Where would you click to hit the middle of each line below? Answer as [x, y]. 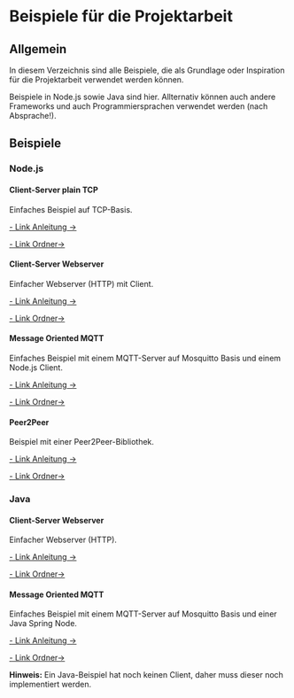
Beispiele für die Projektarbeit [121, 16]
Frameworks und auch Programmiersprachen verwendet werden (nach [139, 106]
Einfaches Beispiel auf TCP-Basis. [71, 209]
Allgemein [38, 49]
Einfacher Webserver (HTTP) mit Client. [81, 283]
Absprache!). [33, 116]
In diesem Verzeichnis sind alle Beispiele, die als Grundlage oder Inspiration [147, 70]
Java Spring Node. [43, 624]
